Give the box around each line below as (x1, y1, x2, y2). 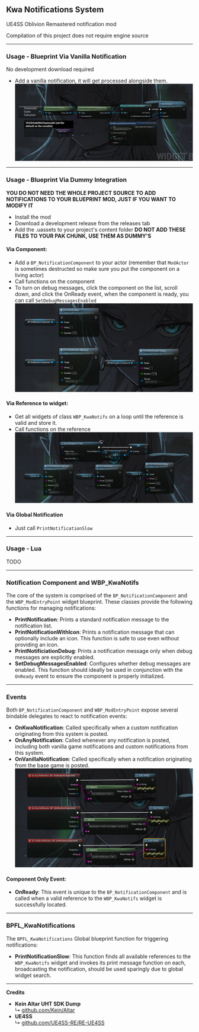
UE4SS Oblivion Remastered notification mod (6, 20, 117, 27)
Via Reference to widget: (6, 400, 69, 407)
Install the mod (14, 213, 52, 220)
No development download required (6, 66, 94, 73)
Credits (6, 989, 25, 996)
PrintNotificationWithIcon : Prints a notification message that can (14, 629, 175, 636)
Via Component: (6, 246, 47, 253)
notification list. (14, 622, 53, 630)
